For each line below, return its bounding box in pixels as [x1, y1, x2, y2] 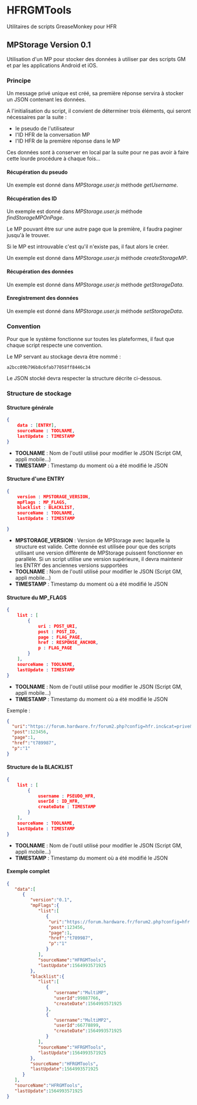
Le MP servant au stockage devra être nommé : [6, 353, 122, 360]
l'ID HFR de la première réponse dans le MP [15, 137, 120, 144]
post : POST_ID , [37, 628, 78, 634]
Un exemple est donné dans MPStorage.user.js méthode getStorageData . [6, 281, 184, 288]
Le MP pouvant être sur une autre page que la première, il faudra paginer [6, 225, 183, 232]
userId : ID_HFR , [37, 799, 81, 805]
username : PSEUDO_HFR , [37, 793, 96, 799]
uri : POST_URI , [37, 623, 78, 629]
